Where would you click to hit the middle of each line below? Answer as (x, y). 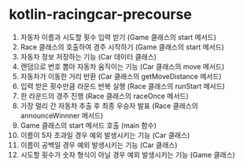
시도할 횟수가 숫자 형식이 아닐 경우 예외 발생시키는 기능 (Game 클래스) (127, 154)
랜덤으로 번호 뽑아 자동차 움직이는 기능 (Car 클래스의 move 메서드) (122, 66)
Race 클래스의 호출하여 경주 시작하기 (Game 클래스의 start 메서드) (122, 47)
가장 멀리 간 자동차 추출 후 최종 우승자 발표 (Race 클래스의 (109, 105)
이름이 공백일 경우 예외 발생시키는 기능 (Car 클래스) (99, 145)
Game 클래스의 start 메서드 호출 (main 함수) (88, 125)
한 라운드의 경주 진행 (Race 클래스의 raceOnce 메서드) (105, 96)
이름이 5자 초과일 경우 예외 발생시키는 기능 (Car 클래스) (105, 135)
